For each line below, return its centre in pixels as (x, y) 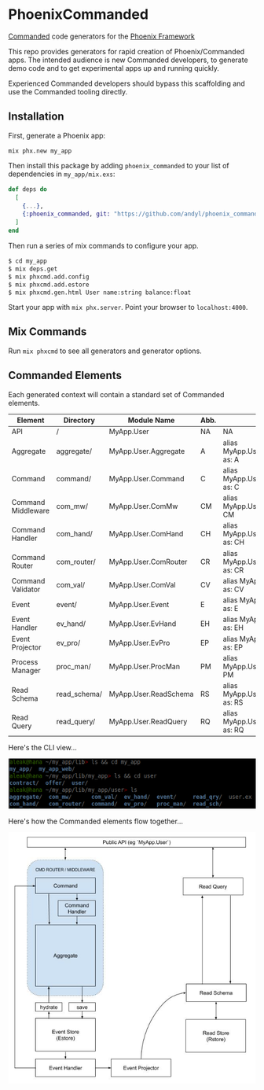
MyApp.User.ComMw (143, 506)
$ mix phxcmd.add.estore (49, 285)
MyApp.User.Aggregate (147, 451)
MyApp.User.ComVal (142, 585)
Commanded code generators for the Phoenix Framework (101, 36)
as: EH (233, 628)
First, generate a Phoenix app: (57, 135)
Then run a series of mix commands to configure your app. (103, 246)
